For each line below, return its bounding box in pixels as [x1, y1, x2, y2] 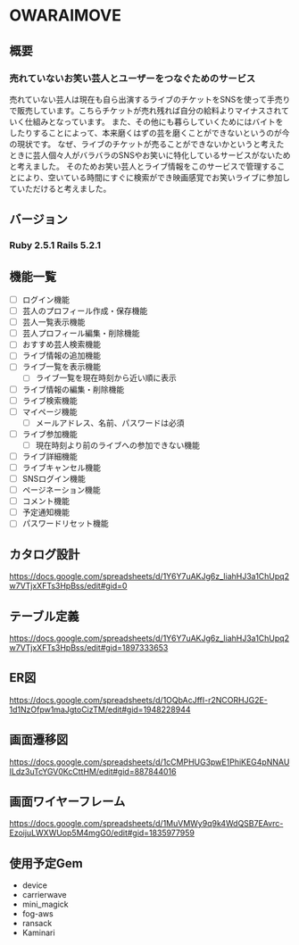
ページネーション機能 [21, 485, 101, 495]
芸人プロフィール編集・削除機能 [21, 327, 140, 339]
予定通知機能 [21, 507, 70, 518]
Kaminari [21, 927, 55, 938]
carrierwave [21, 890, 67, 900]
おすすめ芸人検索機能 [21, 339, 101, 350]
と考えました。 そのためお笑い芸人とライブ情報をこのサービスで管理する [9, 161, 278, 171]
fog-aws [21, 908, 54, 919]
